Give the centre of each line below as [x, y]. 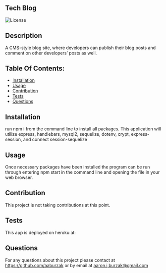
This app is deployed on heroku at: [40, 232]
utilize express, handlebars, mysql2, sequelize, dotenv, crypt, [68, 134]
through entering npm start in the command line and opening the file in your [83, 172]
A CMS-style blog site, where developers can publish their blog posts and [81, 48]
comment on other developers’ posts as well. [51, 53]
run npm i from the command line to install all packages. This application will [83, 129]
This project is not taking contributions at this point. [58, 205]
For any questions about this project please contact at [60, 260]
